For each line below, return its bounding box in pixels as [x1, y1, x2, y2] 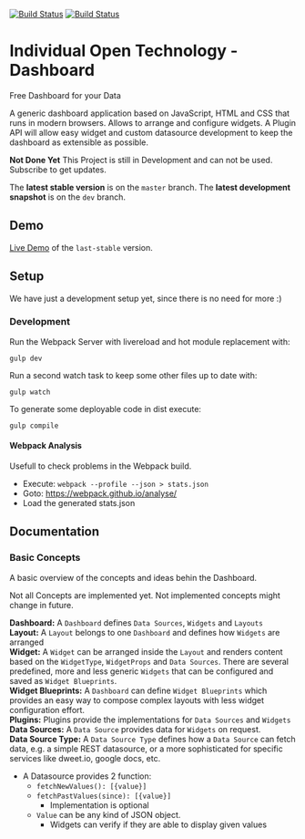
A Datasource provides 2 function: [22, 771, 152, 782]
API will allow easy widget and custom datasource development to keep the [9, 127, 293, 138]
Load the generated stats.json [22, 498, 136, 509]
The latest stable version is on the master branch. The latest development [9, 181, 291, 192]
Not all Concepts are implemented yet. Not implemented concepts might [9, 589, 280, 601]
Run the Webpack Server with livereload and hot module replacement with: [9, 336, 290, 347]
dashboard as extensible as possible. [9, 137, 148, 148]
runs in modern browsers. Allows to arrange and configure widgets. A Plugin [9, 117, 297, 128]
